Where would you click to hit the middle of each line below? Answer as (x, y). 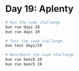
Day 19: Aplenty (39, 9)
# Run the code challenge (33, 22)
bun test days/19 (24, 46)
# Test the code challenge (34, 41)
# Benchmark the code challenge (39, 55)
